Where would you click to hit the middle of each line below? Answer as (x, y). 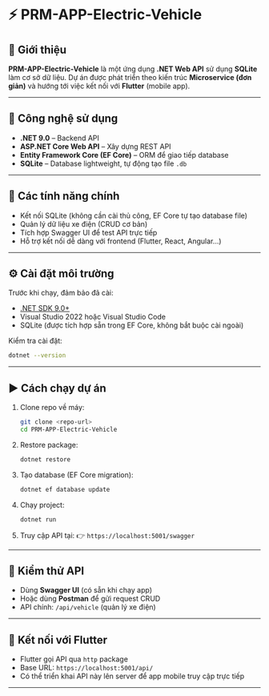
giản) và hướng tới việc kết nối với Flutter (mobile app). (99, 86)
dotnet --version (37, 356)
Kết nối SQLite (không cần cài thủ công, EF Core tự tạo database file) (134, 215)
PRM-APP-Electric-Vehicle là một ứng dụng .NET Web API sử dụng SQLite (133, 69)
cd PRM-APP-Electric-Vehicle (68, 429)
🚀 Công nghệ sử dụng (63, 119)
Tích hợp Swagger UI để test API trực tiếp (88, 232)
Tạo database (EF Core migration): (76, 475)
